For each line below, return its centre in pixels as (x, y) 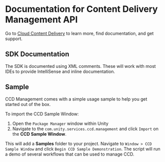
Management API (41, 20)
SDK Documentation (37, 54)
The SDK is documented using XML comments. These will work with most (81, 66)
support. (14, 39)
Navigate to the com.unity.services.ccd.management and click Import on (85, 129)
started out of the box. (28, 104)
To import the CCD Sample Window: (42, 114)
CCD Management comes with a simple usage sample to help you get (76, 99)
